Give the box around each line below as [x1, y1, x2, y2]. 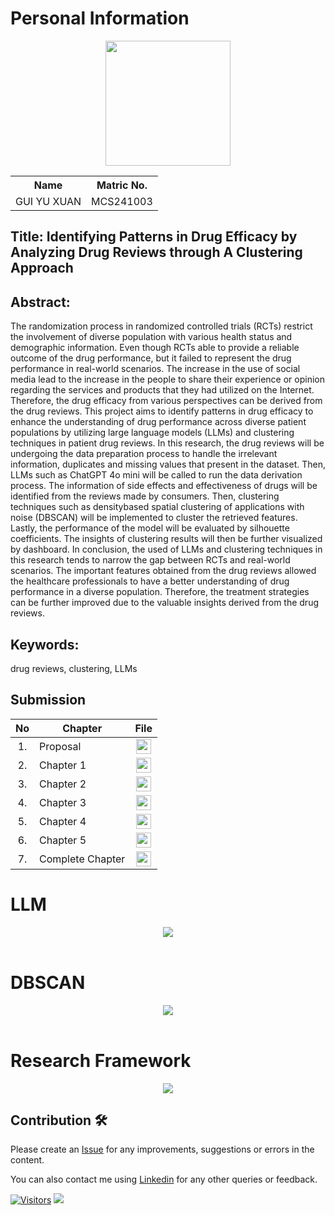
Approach [10, 260, 74, 277]
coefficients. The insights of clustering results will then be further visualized [10, 533, 323, 545]
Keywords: [10, 636, 80, 653]
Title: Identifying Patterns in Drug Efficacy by [10, 228, 298, 246]
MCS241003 [91, 194, 153, 208]
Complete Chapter [39, 852, 126, 866]
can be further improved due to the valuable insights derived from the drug [10, 597, 320, 609]
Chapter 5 [39, 833, 87, 847]
